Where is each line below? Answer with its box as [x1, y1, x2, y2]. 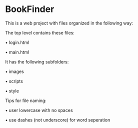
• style [5, 87, 19, 93]
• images [5, 68, 24, 74]
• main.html [5, 49, 29, 55]
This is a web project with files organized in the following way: [5, 20, 133, 26]
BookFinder [5, 3, 54, 15]
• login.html [5, 39, 29, 45]
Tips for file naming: [5, 97, 46, 103]
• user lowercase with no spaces [5, 107, 73, 113]
